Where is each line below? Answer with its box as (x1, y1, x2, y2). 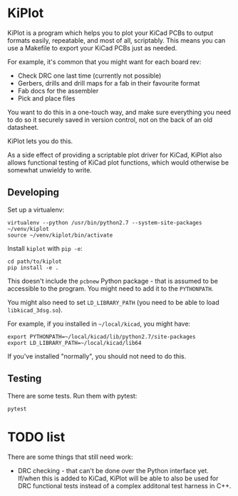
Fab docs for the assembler (17, 86, 99, 95)
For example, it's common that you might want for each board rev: (7, 57, 202, 66)
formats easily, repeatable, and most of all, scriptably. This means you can (7, 36, 226, 44)
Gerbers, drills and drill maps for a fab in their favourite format (17, 78, 200, 87)
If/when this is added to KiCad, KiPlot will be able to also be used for (17, 474, 219, 482)
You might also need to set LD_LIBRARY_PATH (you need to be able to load (7, 298, 219, 306)
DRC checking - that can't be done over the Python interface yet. (17, 466, 209, 475)
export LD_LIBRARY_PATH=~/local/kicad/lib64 (7, 339, 142, 346)
